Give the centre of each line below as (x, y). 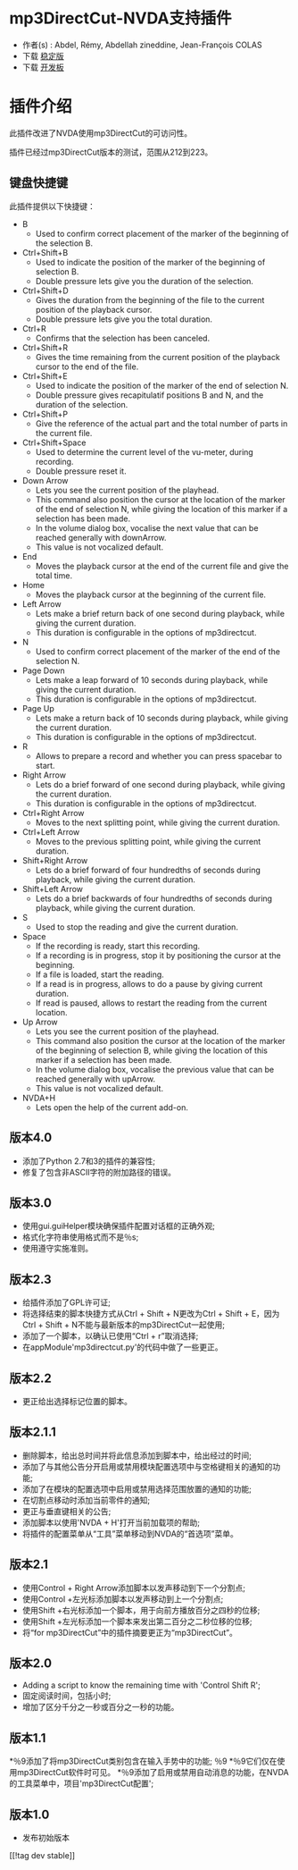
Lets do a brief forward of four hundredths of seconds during (148, 870)
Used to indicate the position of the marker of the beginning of (150, 262)
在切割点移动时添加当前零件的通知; (86, 1500)
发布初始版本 (46, 1837)
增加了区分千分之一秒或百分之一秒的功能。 (100, 1707)
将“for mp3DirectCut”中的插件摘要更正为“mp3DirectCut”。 (130, 1632)
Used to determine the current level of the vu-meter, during (145, 451)
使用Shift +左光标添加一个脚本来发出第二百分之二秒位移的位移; (137, 1621)
